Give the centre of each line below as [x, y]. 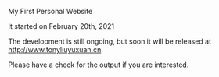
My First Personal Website [50, 11]
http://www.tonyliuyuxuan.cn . [56, 49]
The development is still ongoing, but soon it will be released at [110, 41]
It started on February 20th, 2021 [61, 26]
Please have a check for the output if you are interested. [99, 65]
